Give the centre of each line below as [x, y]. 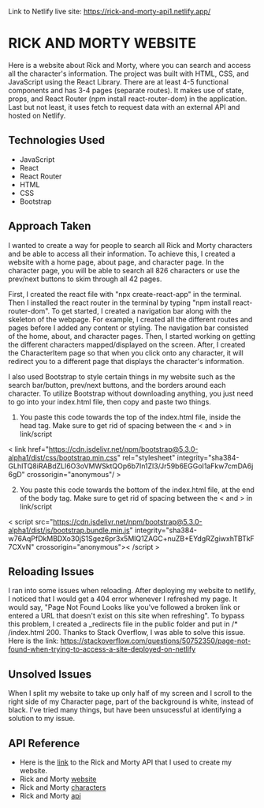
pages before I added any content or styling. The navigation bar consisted [128, 328]
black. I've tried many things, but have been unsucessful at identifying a [125, 710]
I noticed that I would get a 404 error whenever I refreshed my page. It [123, 599]
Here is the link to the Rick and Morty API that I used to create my [126, 762]
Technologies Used [56, 140]
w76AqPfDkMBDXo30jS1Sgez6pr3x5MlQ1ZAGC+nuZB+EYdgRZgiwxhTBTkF [131, 538]
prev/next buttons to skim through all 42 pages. [85, 279]
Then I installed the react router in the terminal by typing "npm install [119, 303]
